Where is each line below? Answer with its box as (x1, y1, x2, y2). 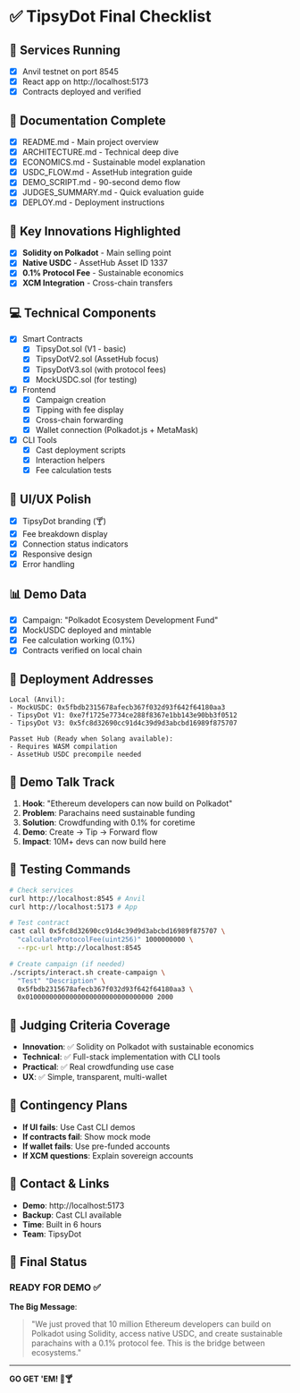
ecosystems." (30, 1347, 82, 1358)
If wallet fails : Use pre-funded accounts (21, 1141, 171, 1151)
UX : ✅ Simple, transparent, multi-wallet (21, 1072, 168, 1083)
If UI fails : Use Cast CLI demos (21, 1121, 136, 1133)
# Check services (9, 886, 74, 895)
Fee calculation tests (35, 465, 112, 476)
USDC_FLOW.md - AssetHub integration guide (21, 167, 193, 178)
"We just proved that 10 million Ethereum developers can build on (30, 1319, 271, 1329)
